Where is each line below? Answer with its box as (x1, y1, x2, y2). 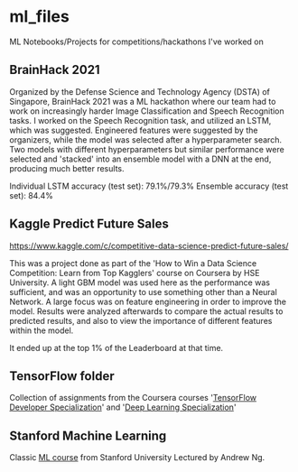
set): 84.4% (9, 190, 54, 200)
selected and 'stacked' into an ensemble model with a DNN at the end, (9, 153, 272, 164)
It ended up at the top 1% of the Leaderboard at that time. (9, 342, 224, 353)
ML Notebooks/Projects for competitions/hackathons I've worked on (9, 36, 265, 47)
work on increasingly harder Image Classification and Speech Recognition (9, 106, 284, 116)
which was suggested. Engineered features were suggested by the (9, 125, 258, 135)
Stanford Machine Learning (9, 428, 167, 443)
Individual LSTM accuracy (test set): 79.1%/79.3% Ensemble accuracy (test (9, 180, 289, 191)
